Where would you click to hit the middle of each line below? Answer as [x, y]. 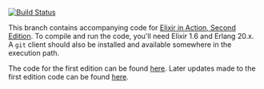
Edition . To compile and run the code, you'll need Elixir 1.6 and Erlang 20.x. [131, 36]
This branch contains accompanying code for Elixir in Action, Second [122, 27]
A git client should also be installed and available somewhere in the [120, 44]
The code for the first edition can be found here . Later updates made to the [132, 68]
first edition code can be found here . [69, 77]
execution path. [34, 53]
